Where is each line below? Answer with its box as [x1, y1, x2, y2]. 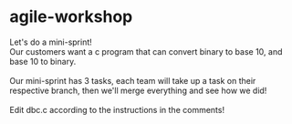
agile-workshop [9, 6, 133, 27]
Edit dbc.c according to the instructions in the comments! [9, 104, 225, 115]
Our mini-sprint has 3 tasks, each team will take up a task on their [9, 75, 256, 86]
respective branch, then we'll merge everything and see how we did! [9, 85, 267, 96]
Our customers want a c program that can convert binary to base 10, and [9, 46, 283, 57]
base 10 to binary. [9, 56, 77, 67]
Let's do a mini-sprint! [9, 36, 93, 47]
